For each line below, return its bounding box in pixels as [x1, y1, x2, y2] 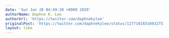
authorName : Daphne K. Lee [5, 12, 62, 17]
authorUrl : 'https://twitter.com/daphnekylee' [5, 16, 105, 21]
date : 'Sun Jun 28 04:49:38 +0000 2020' [5, 7, 92, 12]
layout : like [5, 26, 33, 31]
